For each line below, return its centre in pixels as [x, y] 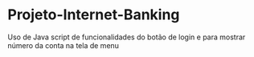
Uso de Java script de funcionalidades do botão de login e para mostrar [127, 37]
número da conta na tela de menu [63, 45]
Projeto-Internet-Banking [94, 15]
